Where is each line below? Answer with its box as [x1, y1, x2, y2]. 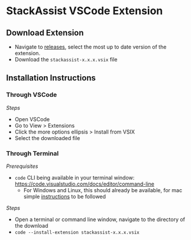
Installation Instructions [6, 73, 96, 83]
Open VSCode [14, 115, 50, 122]
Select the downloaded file [14, 134, 80, 141]
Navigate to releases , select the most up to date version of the [14, 43, 167, 50]
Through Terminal [6, 149, 59, 157]
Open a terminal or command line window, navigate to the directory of [14, 216, 185, 223]
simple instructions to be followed [23, 193, 106, 200]
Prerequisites [6, 163, 38, 170]
